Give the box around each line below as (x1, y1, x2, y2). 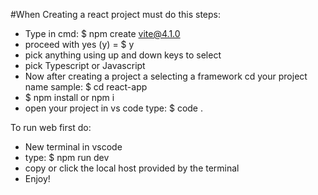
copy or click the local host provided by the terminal (24, 162, 240, 174)
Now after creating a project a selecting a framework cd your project (24, 70, 308, 82)
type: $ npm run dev (24, 152, 110, 163)
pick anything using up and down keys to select (24, 49, 222, 61)
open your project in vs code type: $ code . (24, 102, 203, 114)
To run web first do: (10, 122, 92, 133)
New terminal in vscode (24, 141, 123, 153)
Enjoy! (24, 173, 51, 184)
